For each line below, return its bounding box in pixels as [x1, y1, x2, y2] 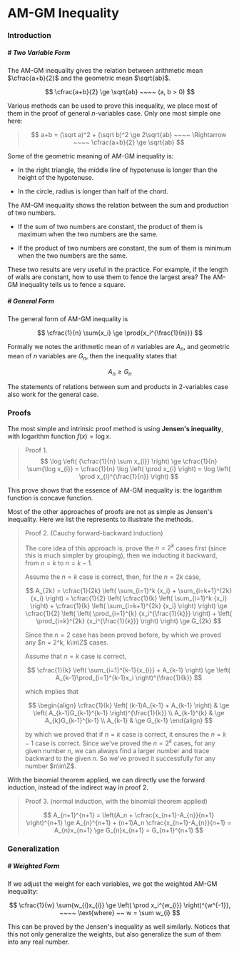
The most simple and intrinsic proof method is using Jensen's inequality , [7, 424, 223, 433]
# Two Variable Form [7, 48, 71, 56]
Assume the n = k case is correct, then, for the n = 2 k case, [24, 573, 201, 581]
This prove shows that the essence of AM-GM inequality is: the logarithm [7, 485, 223, 494]
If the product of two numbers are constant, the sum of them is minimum [17, 244, 232, 253]
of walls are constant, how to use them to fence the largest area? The [7, 273, 212, 281]
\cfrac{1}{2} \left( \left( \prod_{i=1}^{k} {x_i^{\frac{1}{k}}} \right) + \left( [25, 609, 233, 618]
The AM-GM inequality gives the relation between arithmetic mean [7, 66, 203, 75]
